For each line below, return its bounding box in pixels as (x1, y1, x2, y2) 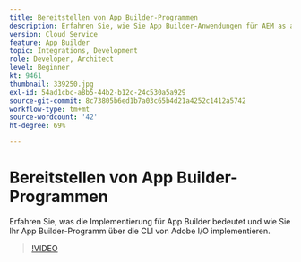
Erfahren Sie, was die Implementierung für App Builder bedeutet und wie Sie (9, 216, 291, 226)
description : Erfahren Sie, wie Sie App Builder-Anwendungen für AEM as (9, 21, 287, 30)
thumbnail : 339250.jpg (9, 80, 94, 89)
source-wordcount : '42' (9, 113, 99, 122)
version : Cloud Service (9, 30, 99, 38)
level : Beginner (9, 63, 70, 72)
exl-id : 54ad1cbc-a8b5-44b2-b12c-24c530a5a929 (9, 88, 186, 97)
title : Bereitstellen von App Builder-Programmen (9, 13, 199, 22)
